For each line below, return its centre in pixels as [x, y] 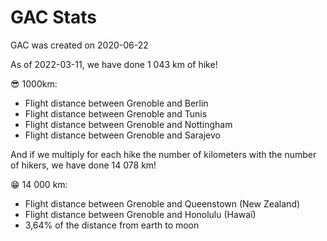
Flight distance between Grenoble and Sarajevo [122, 135]
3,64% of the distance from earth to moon [112, 225]
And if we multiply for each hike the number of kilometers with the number [163, 154]
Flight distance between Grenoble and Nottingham [128, 124]
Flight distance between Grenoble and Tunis [116, 113]
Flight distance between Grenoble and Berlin [116, 103]
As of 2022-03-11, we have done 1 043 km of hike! [114, 64]
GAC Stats [53, 17]
